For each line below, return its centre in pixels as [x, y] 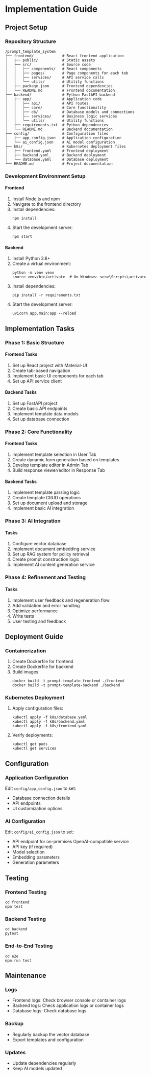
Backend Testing [25, 919]
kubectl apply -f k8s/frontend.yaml [50, 726]
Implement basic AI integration [43, 508]
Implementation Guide [51, 9]
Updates [15, 1052]
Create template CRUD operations [46, 498]
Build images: [26, 672]
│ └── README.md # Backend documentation [59, 129]
